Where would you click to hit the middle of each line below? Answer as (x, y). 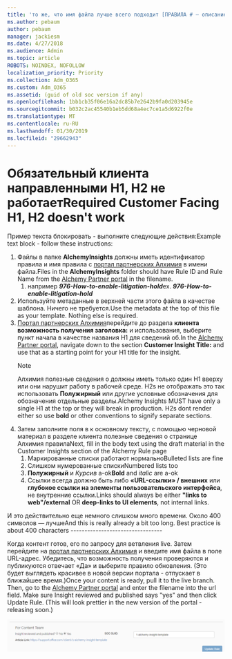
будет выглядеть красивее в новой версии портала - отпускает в (104, 573)
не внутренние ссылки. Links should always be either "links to (117, 495)
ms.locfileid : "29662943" (44, 138)
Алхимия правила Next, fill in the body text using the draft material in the (121, 444)
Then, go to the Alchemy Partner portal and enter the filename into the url (112, 588)
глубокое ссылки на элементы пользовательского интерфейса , (125, 488)
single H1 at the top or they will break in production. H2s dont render (114, 409)
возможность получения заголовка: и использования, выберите (114, 331)
